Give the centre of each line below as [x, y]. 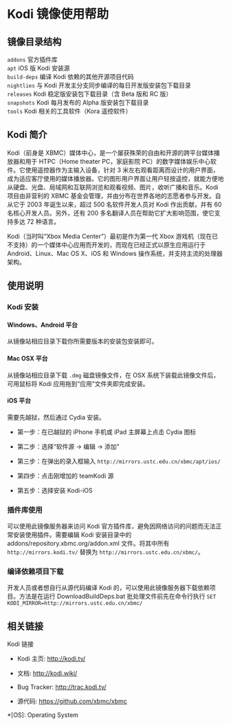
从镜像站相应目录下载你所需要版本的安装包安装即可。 [82, 341]
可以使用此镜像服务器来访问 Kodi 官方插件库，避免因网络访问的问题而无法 [112, 526]
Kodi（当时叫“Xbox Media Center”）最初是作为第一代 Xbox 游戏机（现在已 [113, 236]
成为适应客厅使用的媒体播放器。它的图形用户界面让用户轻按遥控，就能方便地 [115, 178]
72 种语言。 [43, 222]
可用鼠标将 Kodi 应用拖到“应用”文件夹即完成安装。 [78, 383]
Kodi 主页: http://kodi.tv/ [51, 659]
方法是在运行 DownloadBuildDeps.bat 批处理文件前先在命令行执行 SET [118, 597]
